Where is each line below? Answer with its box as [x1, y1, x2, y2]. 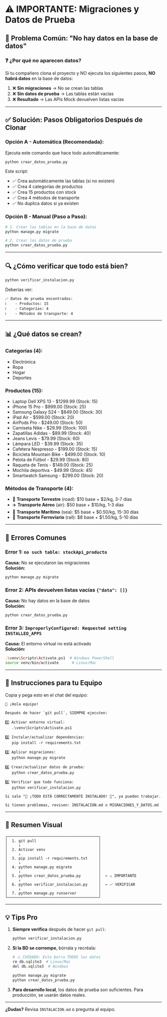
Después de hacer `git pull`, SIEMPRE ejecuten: [5, 710, 108, 716]
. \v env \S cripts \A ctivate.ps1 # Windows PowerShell [5, 656, 114, 661]
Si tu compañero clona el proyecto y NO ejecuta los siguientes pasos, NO [5, 70, 156, 76]
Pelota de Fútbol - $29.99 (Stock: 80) [12, 456, 89, 462]
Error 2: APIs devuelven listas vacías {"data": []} [5, 586, 128, 593]
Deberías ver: [5, 287, 33, 292]
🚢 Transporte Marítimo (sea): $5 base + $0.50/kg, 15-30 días [12, 509, 139, 515]
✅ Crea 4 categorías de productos [12, 183, 83, 190]
